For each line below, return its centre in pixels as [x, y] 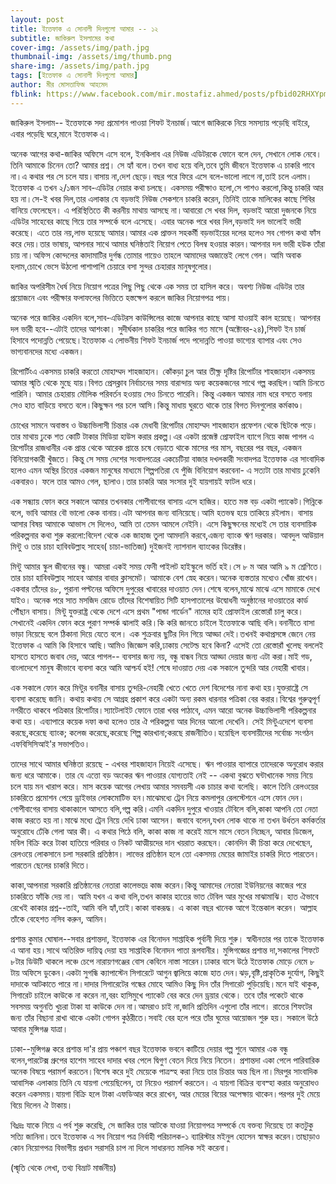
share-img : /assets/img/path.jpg [80, 66]
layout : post [37, 19]
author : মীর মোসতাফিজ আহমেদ [59, 85]
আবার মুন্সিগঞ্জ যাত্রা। [39, 1028]
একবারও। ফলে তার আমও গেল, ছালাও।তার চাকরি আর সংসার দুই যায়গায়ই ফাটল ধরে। [134, 481]
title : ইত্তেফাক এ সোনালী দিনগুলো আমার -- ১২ [84, 29]
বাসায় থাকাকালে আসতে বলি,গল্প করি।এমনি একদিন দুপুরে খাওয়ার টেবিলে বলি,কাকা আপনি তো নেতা [180, 808]
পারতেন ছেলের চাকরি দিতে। [50, 865]
